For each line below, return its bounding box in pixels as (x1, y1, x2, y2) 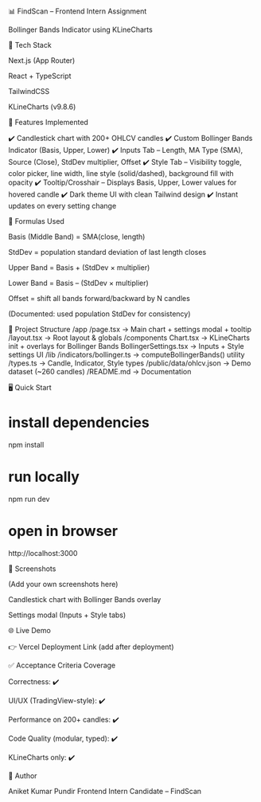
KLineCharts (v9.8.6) (8, 102, 76, 111)
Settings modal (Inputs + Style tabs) (8, 610, 127, 620)
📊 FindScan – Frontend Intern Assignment (8, 6, 147, 16)
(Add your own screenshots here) (8, 579, 119, 589)
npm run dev (8, 494, 50, 503)
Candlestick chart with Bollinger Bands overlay (8, 594, 162, 604)
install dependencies (8, 413, 150, 432)
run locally (8, 468, 80, 486)
